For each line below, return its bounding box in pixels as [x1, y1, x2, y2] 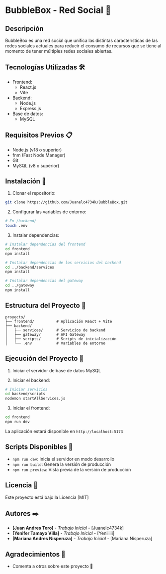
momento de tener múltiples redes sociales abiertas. [5, 48, 113, 54]
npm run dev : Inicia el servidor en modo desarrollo [12, 456, 115, 462]
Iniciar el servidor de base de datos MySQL [12, 367, 101, 373]
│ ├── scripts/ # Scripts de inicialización [5, 336, 117, 341]
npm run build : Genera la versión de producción [12, 461, 111, 467]
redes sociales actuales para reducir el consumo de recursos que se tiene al [5, 43, 162, 49]
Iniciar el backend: [12, 377, 51, 383]
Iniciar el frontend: [12, 405, 50, 411]
